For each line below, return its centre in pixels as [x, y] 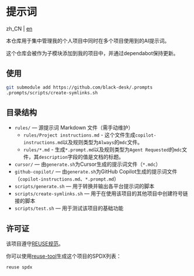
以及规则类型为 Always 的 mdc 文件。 [103, 142]
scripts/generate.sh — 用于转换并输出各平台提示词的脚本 [84, 186]
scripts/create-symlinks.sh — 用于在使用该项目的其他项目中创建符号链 [101, 193]
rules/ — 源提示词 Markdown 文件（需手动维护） [74, 128]
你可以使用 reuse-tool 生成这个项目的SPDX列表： [64, 256]
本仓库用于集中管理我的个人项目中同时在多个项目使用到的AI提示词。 [88, 40]
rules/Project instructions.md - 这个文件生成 [79, 135]
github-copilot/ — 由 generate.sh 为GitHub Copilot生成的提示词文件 [96, 172]
